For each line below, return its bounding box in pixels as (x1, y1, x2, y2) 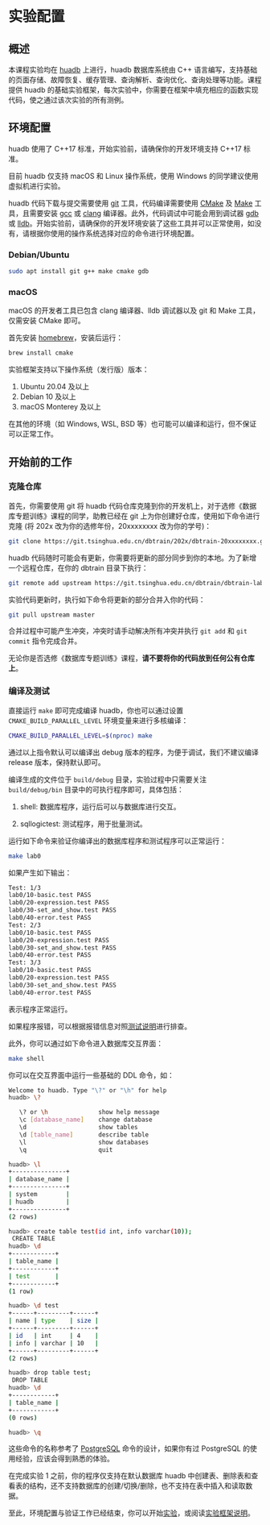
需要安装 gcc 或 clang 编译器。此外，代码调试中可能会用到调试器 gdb (29, 208, 260, 218)
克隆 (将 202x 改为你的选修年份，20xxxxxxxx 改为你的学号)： (8, 521, 212, 530)
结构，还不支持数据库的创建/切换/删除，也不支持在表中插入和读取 (29, 1481, 247, 1491)
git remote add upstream (8, 579, 92, 587)
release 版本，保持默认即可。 (8, 757, 106, 767)
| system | (8, 1190, 70, 1199)
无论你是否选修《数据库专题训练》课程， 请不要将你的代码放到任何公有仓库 (8, 654, 255, 663)
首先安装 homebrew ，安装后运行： (8, 333, 124, 343)
